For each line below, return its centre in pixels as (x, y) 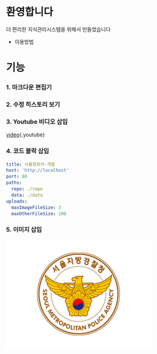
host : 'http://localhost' (37, 170)
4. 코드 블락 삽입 (28, 151)
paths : (14, 183)
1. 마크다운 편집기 (29, 87)
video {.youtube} (26, 135)
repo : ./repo (27, 189)
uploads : (17, 201)
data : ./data (27, 195)
